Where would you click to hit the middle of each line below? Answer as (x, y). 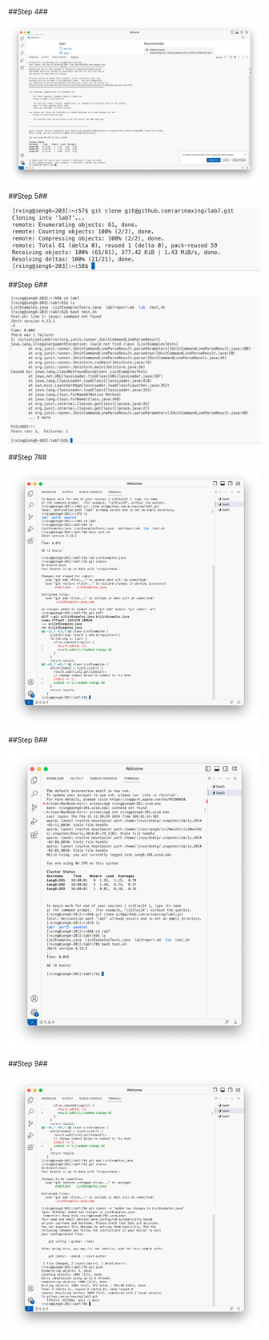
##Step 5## (28, 196)
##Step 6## (28, 285)
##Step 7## (28, 457)
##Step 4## (28, 12)
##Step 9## (28, 1064)
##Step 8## (28, 740)
